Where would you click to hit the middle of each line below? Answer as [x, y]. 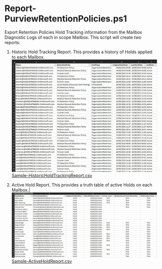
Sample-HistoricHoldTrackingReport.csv [52, 175]
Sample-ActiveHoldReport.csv [42, 261]
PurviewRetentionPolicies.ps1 [66, 19]
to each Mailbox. [28, 57]
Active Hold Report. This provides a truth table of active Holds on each [82, 185]
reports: [12, 42]
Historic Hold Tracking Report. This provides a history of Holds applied [82, 52]
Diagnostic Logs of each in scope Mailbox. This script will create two [73, 37]
